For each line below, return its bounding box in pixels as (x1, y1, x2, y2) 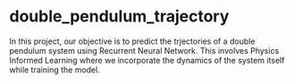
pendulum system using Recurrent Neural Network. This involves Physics (9, 45, 280, 55)
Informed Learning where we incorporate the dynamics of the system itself (9, 55, 285, 65)
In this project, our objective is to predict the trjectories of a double (9, 36, 256, 46)
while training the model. (9, 64, 100, 75)
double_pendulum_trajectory (9, 6, 230, 27)
